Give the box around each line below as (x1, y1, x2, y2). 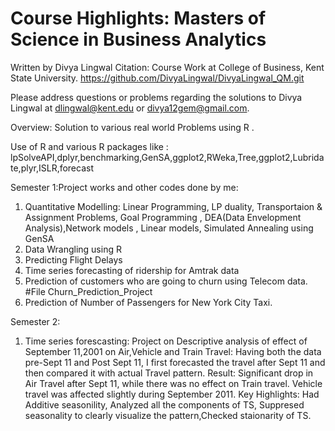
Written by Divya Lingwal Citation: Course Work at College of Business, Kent (10, 61, 325, 73)
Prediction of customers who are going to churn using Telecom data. (24, 275, 308, 287)
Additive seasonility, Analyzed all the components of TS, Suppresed (24, 398, 305, 411)
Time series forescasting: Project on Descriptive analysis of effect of (24, 335, 308, 347)
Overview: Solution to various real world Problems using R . (10, 121, 255, 133)
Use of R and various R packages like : (10, 140, 169, 152)
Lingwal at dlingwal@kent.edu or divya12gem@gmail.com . (10, 102, 250, 114)
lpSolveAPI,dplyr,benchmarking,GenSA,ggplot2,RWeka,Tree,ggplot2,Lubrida (10, 151, 325, 163)
